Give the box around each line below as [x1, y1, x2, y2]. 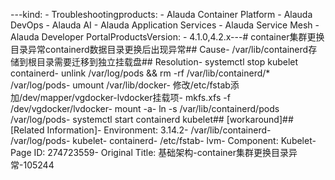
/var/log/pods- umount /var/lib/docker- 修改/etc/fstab [10, 79, 231, 91]
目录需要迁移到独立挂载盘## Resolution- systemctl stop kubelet [36, 56, 299, 68]
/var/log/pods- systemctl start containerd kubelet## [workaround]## [10, 114, 294, 125]
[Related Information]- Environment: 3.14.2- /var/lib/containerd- [10, 124, 272, 136]
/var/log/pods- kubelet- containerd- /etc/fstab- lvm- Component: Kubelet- [10, 135, 317, 146]
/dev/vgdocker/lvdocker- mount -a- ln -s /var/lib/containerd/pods [10, 103, 280, 114]
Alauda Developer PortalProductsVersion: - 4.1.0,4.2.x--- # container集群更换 [10, 31, 325, 43]
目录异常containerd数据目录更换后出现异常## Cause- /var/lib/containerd [10, 44, 309, 55]
